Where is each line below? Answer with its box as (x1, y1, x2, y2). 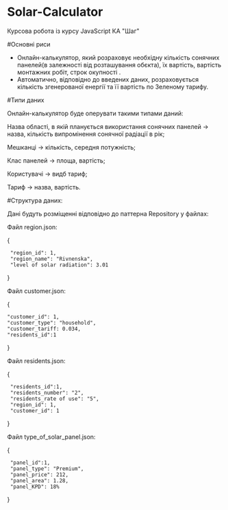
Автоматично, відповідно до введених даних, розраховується (16, 75, 199, 83)
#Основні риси (7, 40, 51, 48)
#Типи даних (7, 95, 45, 104)
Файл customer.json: (7, 286, 66, 295)
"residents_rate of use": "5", (10, 395, 99, 402)
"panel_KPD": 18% (10, 483, 60, 490)
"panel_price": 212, (10, 471, 69, 478)
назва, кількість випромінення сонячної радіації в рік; (7, 130, 165, 138)
